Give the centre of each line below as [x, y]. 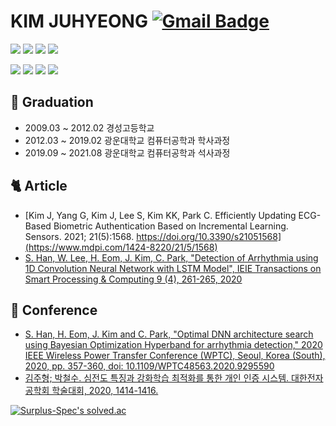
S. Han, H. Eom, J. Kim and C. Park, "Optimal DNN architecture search [169, 334]
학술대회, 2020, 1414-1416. [105, 391]
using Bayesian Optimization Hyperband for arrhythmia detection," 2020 [173, 345]
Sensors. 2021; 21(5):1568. [79, 236]
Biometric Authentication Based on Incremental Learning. [171, 226]
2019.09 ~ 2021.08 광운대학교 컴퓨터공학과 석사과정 [127, 152]
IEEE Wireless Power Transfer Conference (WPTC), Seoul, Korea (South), [175, 356]
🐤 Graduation [52, 102]
